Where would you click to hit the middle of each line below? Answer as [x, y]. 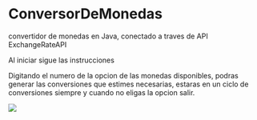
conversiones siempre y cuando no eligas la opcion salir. [102, 92]
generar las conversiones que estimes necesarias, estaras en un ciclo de [128, 84]
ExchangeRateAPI [38, 44]
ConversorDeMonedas [85, 14]
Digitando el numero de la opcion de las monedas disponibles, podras [123, 75]
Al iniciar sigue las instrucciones [61, 60]
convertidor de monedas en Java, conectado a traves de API [108, 36]
